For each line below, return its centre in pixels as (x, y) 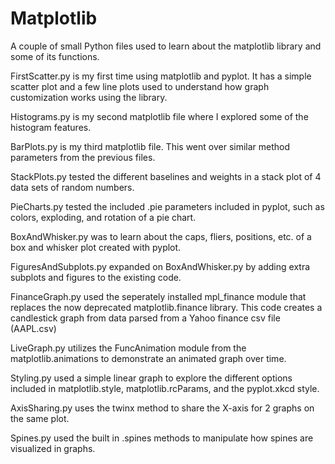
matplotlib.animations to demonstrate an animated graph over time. (148, 358)
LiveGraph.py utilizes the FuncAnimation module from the (128, 348)
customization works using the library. (89, 97)
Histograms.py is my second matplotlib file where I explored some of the (159, 116)
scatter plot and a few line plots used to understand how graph (140, 86)
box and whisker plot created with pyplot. (96, 247)
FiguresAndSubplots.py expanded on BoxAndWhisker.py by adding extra (160, 266)
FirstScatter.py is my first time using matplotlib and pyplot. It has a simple (161, 76)
